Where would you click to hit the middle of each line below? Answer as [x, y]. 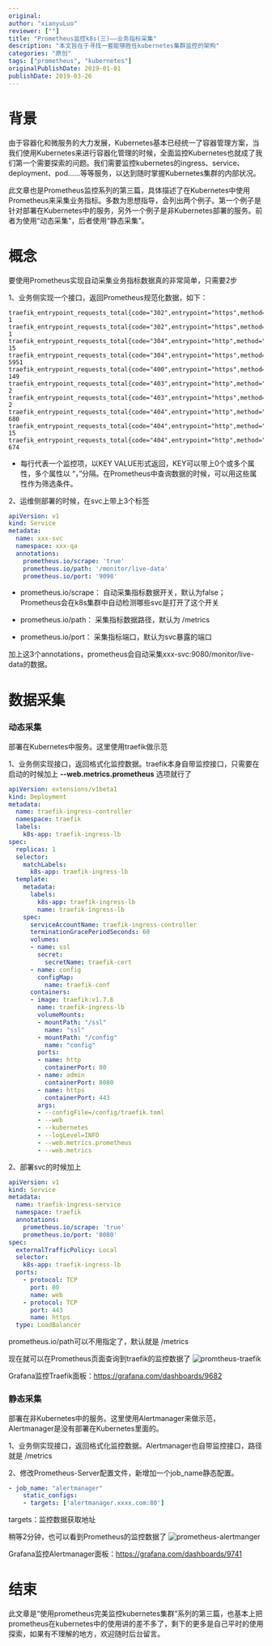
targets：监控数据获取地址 [52, 1520]
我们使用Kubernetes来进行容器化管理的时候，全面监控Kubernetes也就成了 [132, 153]
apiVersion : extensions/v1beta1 [63, 789]
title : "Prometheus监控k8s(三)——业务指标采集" [83, 38]
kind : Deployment [38, 797]
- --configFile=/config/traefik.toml [101, 1113]
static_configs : [51, 1495]
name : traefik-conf [77, 985]
